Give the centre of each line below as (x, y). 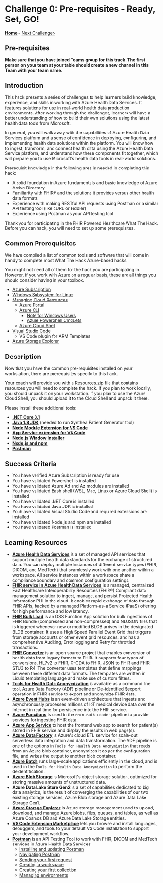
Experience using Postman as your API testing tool (63, 213)
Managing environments (44, 875)
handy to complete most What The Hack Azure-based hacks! (66, 260)
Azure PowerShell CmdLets (54, 320)
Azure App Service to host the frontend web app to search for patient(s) (85, 725)
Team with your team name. (34, 70)
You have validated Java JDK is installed (53, 507)
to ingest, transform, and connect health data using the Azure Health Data (79, 148)
